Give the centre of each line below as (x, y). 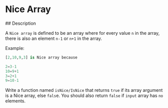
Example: (15, 48)
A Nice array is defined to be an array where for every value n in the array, (82, 33)
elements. (16, 101)
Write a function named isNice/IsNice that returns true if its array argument (84, 90)
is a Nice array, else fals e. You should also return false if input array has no (84, 96)
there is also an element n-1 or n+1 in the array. (54, 38)
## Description (21, 23)
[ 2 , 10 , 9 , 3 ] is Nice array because (41, 57)
